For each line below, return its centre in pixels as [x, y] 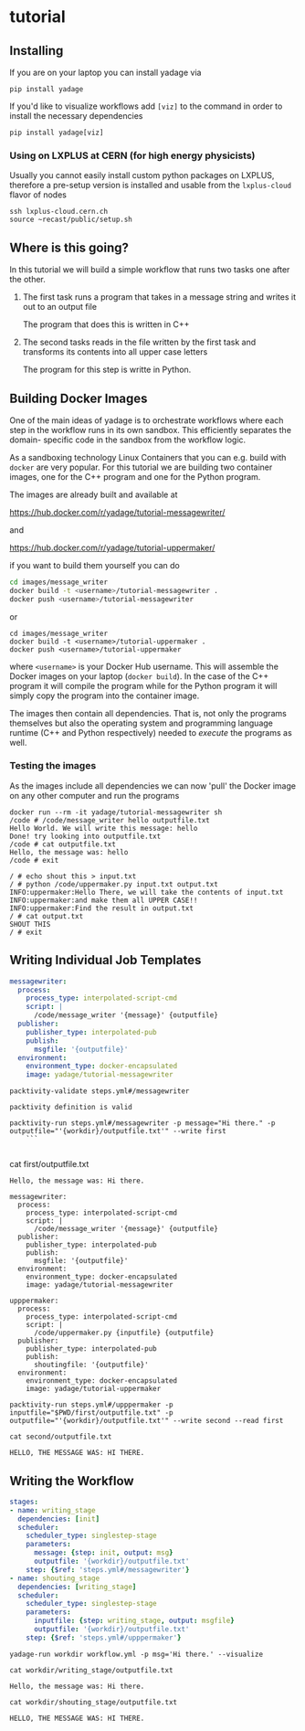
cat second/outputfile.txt [61, 1437]
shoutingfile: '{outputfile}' [91, 1365]
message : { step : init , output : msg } [103, 1553]
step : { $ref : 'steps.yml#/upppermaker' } [104, 1638]
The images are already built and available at [94, 494]
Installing [37, 51]
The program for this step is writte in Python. [107, 370]
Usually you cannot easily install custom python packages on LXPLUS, [142, 175]
